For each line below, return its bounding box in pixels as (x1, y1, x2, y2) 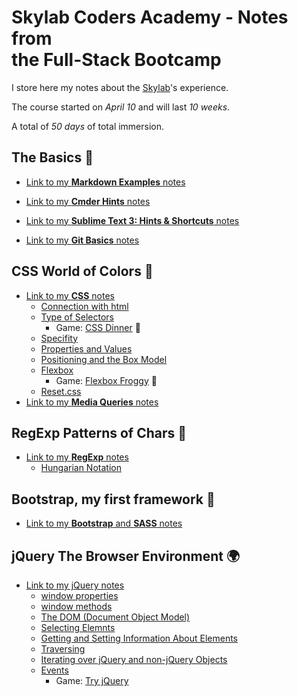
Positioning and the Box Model (40, 353, 168, 365)
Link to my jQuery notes (25, 579, 125, 591)
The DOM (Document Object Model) (40, 611, 191, 623)
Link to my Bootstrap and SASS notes (25, 517, 183, 530)
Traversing (40, 643, 86, 655)
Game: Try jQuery (55, 675, 129, 686)
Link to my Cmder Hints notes (25, 195, 151, 207)
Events (40, 664, 69, 676)
